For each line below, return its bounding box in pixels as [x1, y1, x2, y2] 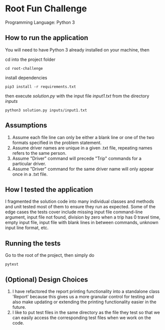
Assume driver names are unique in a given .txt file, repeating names [12, 144, 153, 151]
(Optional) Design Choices [5, 275, 88, 283]
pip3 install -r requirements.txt [5, 84, 77, 89]
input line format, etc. [5, 225, 49, 231]
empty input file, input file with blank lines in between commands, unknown [5, 220, 159, 226]
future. [12, 304, 26, 310]
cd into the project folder [5, 56, 56, 62]
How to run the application [5, 34, 88, 42]
